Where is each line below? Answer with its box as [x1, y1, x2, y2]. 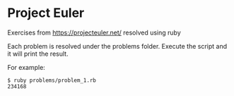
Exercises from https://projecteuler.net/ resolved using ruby [7, 28, 182, 37]
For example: [7, 63, 46, 71]
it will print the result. [7, 49, 69, 58]
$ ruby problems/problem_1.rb [7, 76, 97, 84]
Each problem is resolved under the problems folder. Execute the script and [7, 42, 228, 50]
